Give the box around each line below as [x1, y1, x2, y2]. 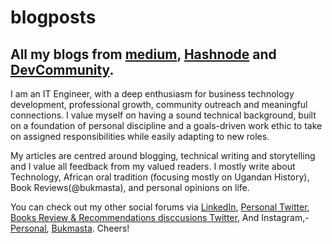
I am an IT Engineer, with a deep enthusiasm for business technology [10, 88, 295, 100]
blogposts [10, 6, 97, 29]
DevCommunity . [10, 61, 115, 78]
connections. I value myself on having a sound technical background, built [10, 109, 317, 121]
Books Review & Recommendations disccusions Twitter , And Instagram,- [10, 212, 310, 223]
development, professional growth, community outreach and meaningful [10, 99, 308, 110]
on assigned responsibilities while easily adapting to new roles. [10, 131, 270, 142]
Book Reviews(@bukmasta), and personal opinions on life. [10, 182, 250, 193]
